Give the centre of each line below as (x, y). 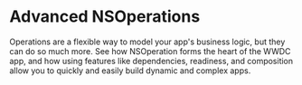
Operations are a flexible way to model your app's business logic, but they (147, 42)
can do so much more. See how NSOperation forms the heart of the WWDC (150, 51)
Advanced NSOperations (105, 17)
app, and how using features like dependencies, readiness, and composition (151, 61)
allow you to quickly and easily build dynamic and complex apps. (130, 71)
